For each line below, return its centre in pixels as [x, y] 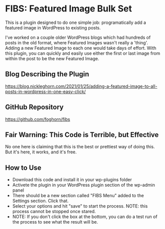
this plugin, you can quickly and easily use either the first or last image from [83, 53]
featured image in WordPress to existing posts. [53, 27]
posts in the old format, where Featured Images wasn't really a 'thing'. [77, 42]
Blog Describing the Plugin [47, 74]
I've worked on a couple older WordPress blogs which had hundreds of [78, 37]
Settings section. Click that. [40, 201]
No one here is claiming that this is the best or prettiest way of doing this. [80, 147]
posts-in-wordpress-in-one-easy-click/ [45, 91]
